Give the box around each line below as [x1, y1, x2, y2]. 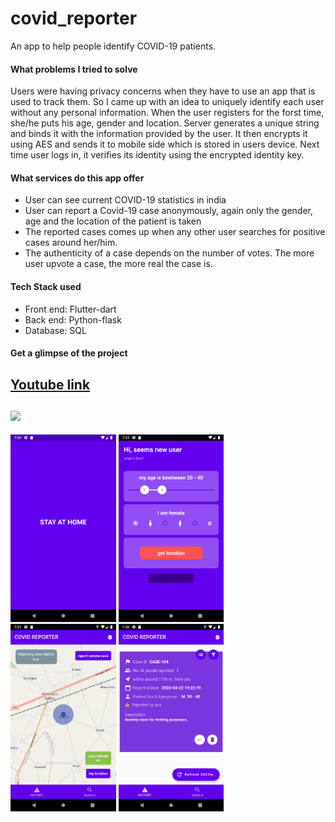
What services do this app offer [10, 172, 145, 184]
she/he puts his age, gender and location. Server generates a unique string [10, 117, 320, 129]
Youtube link [10, 376, 91, 393]
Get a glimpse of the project [10, 347, 128, 359]
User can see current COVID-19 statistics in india [24, 194, 227, 206]
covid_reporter [10, 7, 138, 30]
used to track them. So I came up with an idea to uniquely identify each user [10, 96, 325, 108]
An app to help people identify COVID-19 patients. [10, 40, 217, 52]
